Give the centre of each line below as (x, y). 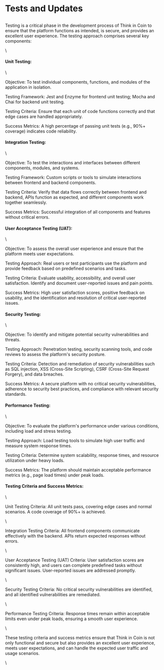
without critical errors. (27, 217)
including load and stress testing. (38, 431)
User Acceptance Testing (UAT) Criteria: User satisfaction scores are (75, 560)
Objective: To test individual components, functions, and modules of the (78, 82)
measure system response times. (38, 446)
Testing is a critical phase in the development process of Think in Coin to (79, 25)
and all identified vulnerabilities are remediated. (53, 594)
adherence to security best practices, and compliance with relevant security (82, 389)
